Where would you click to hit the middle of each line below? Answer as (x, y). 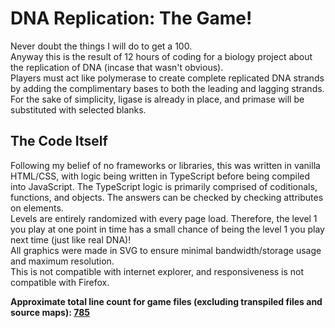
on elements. (37, 208)
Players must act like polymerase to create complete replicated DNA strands (167, 78)
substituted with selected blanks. (78, 109)
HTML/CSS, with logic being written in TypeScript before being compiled (160, 176)
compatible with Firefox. (60, 282)
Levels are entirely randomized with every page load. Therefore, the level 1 (164, 218)
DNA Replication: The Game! (131, 18)
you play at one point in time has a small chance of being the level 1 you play (167, 229)
